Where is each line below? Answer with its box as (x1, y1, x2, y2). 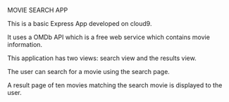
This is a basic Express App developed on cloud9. (7, 20, 152, 27)
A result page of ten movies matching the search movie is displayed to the (7, 81, 223, 89)
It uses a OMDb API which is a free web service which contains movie (7, 33, 210, 41)
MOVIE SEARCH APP (7, 6, 68, 14)
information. (7, 41, 43, 48)
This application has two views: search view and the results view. (7, 54, 197, 62)
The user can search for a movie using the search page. (7, 68, 171, 75)
